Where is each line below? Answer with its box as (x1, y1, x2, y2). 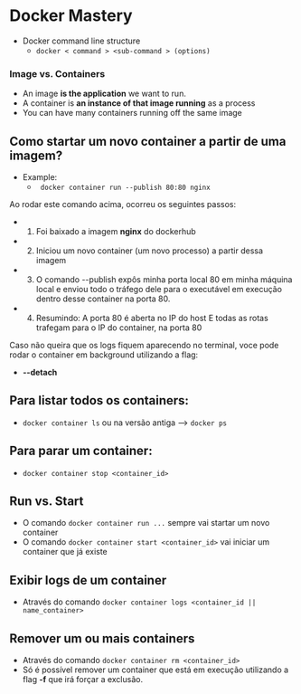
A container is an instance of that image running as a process (22, 98, 256, 109)
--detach (22, 367, 58, 378)
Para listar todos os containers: (9, 393, 190, 408)
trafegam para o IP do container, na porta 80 (35, 322, 202, 333)
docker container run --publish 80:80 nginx (40, 183, 211, 193)
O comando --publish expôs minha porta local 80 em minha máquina (35, 274, 293, 285)
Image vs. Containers (9, 67, 106, 80)
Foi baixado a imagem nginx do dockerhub (35, 226, 196, 237)
